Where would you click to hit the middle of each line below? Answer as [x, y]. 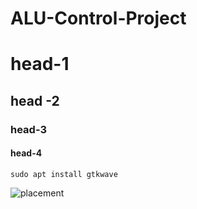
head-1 [40, 64]
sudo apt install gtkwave [64, 174]
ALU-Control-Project [98, 18]
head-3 [29, 129]
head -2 [35, 100]
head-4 [26, 153]
